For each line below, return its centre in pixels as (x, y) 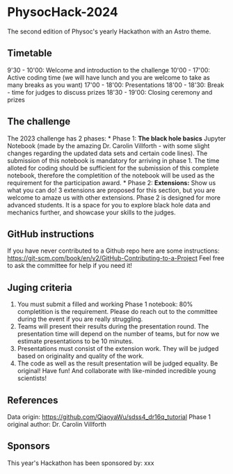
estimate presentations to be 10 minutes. (75, 341)
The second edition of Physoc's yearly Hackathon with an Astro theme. (109, 31)
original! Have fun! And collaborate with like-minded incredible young (116, 371)
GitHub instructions (51, 234)
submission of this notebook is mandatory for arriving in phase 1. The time (113, 160)
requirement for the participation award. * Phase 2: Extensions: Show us (112, 182)
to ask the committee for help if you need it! (70, 266)
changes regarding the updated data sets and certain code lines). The (107, 153)
